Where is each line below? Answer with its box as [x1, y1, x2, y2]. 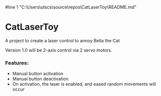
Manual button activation [12, 71, 64, 77]
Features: [5, 59, 29, 66]
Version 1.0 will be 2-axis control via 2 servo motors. [5, 47, 113, 53]
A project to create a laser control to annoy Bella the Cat [5, 37, 120, 43]
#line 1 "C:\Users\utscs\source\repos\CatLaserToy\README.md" [5, 4, 137, 10]
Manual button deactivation [12, 76, 69, 82]
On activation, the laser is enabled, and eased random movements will [12, 81, 157, 87]
